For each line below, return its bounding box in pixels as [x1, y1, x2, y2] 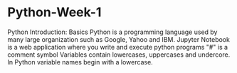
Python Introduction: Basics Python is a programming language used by [7, 28, 218, 36]
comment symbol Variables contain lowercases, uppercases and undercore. [7, 50, 231, 59]
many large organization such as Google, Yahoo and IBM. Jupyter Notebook [7, 35, 230, 43]
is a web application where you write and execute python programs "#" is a [7, 43, 228, 51]
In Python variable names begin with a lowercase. [7, 57, 153, 66]
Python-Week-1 [7, 4, 102, 21]
